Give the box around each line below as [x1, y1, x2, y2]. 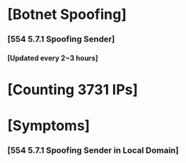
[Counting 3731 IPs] [7, 80, 138, 98]
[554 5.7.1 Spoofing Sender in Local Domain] [7, 145, 179, 155]
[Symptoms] [7, 117, 90, 135]
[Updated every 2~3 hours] [7, 53, 99, 62]
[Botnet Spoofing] [7, 6, 127, 24]
